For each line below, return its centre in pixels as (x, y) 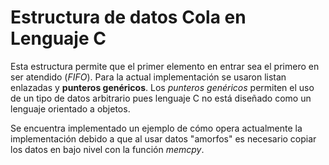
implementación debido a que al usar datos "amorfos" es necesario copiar (163, 138)
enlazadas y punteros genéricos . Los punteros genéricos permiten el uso (162, 87)
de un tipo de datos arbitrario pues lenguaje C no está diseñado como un (161, 98)
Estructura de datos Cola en (128, 17)
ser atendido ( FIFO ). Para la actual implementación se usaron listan (148, 77)
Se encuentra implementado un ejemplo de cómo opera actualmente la (156, 128)
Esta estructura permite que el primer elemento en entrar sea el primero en (165, 66)
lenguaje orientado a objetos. (70, 108)
